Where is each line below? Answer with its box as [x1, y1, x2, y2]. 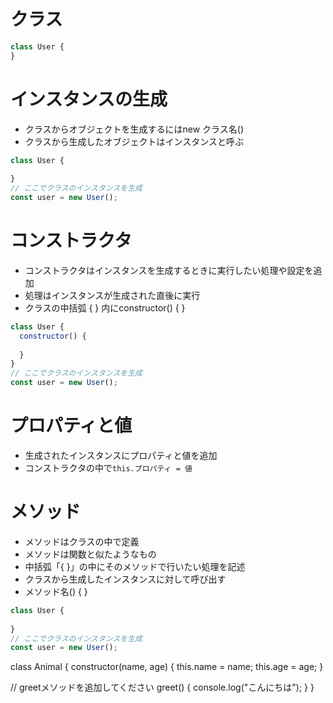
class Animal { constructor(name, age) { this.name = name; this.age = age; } [10, 661, 324, 673]
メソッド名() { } [24, 585, 88, 597]
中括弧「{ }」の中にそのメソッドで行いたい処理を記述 [24, 560, 246, 572]
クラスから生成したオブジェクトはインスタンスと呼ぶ [24, 135, 244, 147]
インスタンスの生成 [10, 88, 168, 110]
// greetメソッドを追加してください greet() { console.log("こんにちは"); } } [10, 681, 315, 694]
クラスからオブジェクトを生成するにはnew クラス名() [24, 123, 245, 135]
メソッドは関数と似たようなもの [24, 548, 157, 560]
